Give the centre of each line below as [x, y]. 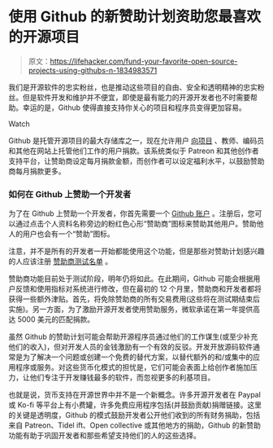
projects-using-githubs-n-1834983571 [93, 70]
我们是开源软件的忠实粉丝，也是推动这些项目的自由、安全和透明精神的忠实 [133, 87]
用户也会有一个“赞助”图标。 [69, 234]
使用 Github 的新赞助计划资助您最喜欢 [135, 17]
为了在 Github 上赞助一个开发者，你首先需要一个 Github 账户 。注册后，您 [132, 213]
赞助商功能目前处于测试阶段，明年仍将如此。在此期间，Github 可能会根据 [131, 279]
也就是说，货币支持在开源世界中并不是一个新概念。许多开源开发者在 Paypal [135, 395]
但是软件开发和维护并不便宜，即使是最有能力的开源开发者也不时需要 [136, 97]
